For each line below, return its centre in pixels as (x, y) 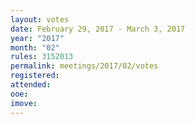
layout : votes (40, 19)
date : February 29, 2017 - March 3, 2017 (98, 29)
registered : (35, 76)
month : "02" (35, 47)
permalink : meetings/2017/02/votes (84, 66)
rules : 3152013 (42, 57)
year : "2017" (37, 38)
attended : (31, 85)
